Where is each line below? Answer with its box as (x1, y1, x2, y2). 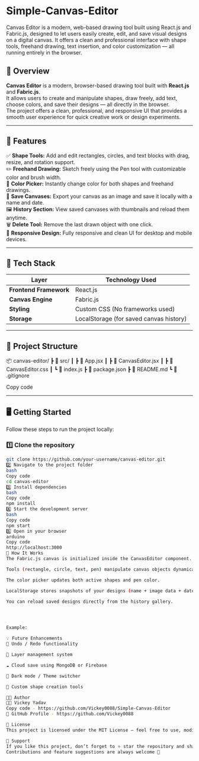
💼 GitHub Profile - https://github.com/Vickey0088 (6, 711, 134, 717)
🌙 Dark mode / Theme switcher (6, 673, 81, 679)
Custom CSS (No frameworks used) (75, 305, 175, 314)
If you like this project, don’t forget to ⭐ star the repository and (6, 743, 185, 749)
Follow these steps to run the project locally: (6, 426, 114, 433)
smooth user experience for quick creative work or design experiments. (6, 113, 181, 120)
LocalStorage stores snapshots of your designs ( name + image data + (6, 588, 182, 594)
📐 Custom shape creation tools (6, 683, 84, 690)
